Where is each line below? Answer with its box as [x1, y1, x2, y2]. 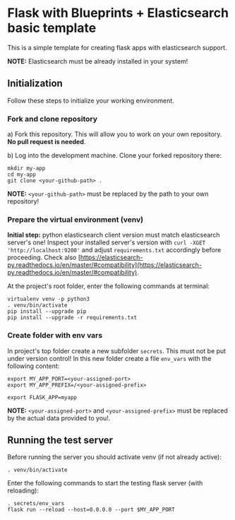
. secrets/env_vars [7, 500, 65, 507]
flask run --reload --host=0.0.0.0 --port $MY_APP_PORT [7, 507, 175, 514]
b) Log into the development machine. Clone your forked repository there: [7, 151, 222, 160]
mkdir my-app [7, 165, 46, 172]
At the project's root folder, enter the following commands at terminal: [7, 282, 210, 290]
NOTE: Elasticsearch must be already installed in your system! [7, 57, 188, 65]
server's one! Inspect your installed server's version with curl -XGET [7, 238, 206, 247]
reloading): [7, 486, 39, 495]
